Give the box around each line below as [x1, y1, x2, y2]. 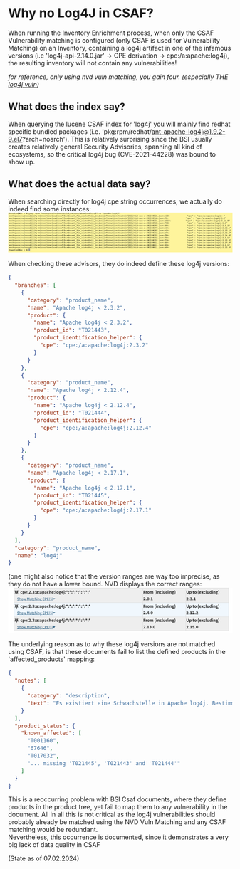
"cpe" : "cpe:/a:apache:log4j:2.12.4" [39, 424, 152, 431]
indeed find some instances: [8, 204, 91, 213]
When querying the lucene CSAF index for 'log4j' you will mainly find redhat [8, 120, 231, 128]
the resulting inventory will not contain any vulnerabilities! [8, 58, 177, 67]
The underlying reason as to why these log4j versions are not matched [8, 640, 216, 648]
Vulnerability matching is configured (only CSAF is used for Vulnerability [8, 36, 220, 44]
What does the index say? [8, 101, 125, 113]
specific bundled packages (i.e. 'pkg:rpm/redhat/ [8, 127, 152, 136]
